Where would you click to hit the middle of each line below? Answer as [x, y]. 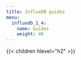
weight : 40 [30, 34]
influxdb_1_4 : [29, 23]
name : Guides [33, 28]
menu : [13, 17]
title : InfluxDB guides [36, 12]
